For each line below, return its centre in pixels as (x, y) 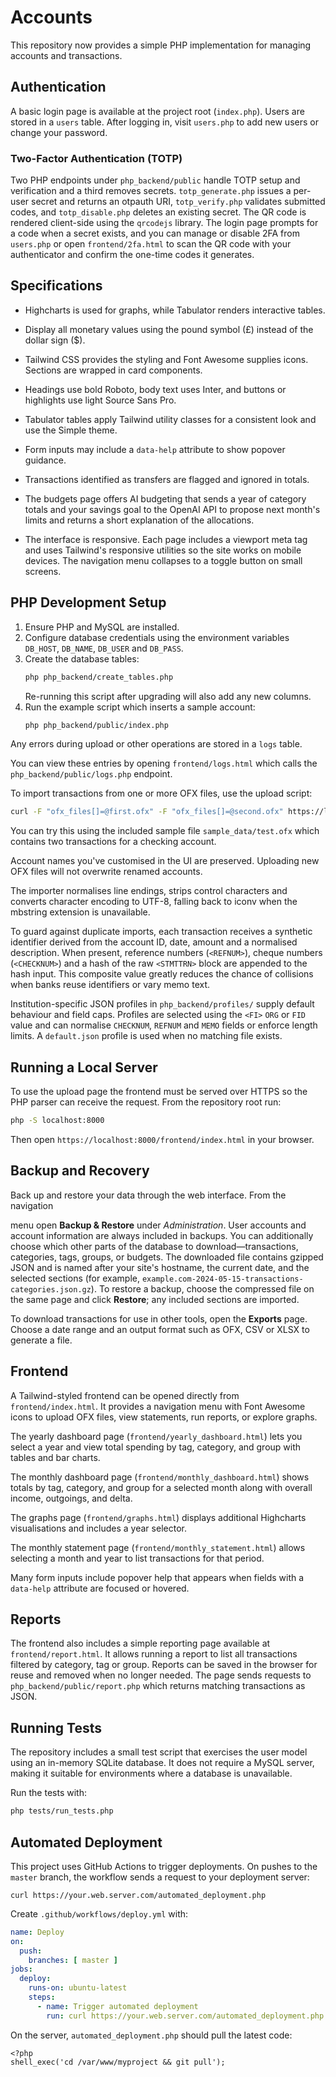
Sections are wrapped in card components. (113, 370)
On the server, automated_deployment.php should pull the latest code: (151, 2035)
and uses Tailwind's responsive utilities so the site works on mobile (163, 550)
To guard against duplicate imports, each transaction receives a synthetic (161, 932)
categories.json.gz (51, 1289)
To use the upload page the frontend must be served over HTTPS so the (159, 1092)
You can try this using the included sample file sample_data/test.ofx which (165, 831)
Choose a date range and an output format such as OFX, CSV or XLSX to (160, 1329)
